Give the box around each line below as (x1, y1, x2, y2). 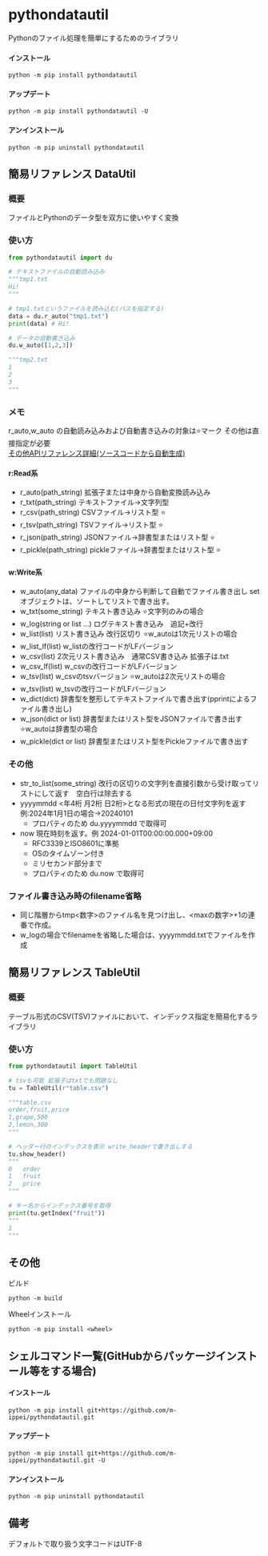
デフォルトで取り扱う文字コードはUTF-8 (8, 1539, 142, 1549)
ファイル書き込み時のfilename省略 (8, 890, 142, 901)
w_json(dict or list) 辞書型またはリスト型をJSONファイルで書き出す (19, 714, 242, 724)
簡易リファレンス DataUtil (8, 166, 136, 181)
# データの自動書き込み (8, 334, 76, 342)
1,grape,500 (8, 1113, 48, 1121)
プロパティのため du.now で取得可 (31, 868, 145, 878)
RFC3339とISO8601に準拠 (31, 838, 120, 848)
